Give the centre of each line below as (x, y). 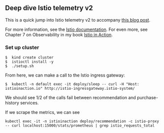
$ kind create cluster (29, 58)
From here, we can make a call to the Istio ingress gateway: (65, 75)
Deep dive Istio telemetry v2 (49, 8)
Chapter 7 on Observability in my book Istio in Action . (59, 34)
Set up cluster (22, 47)
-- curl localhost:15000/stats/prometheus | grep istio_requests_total (80, 126)
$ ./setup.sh (20, 66)
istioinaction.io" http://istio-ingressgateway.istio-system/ (70, 89)
